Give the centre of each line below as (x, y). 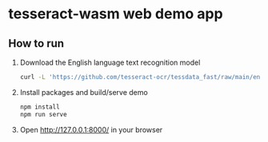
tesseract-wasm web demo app (116, 14)
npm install (40, 107)
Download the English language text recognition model (110, 62)
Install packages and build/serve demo (84, 92)
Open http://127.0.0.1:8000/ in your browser (91, 129)
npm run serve (43, 114)
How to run (36, 43)
